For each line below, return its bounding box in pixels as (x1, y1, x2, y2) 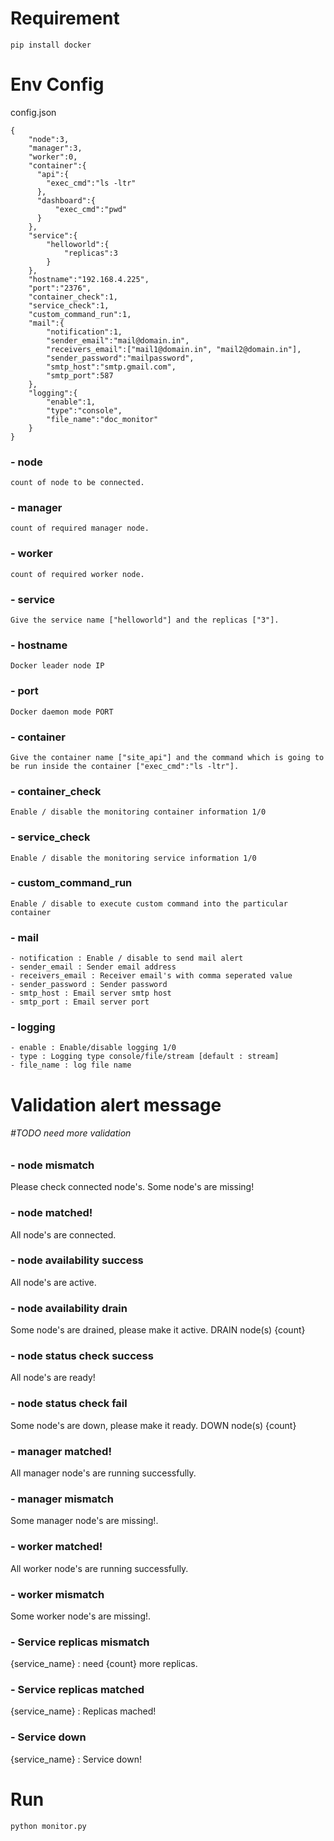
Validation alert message (10, 1093, 222, 1116)
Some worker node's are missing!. (10, 1610, 152, 1622)
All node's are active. (10, 1276, 97, 1288)
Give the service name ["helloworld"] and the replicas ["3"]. (10, 615, 280, 626)
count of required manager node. (10, 523, 150, 534)
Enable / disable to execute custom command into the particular (10, 898, 288, 909)
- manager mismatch (10, 1492, 114, 1506)
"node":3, (28, 134, 70, 144)
